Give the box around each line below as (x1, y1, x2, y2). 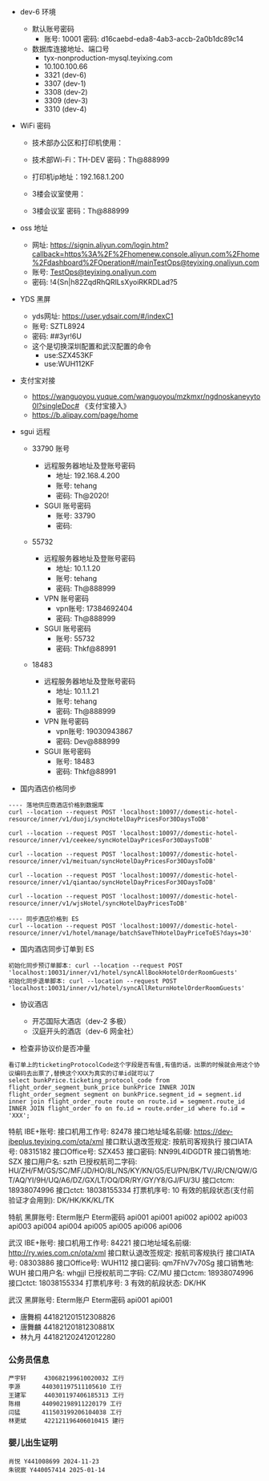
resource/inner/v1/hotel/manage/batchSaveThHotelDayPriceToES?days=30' (8, 929, 252, 937)
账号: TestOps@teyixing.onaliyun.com (31, 267, 157, 277)
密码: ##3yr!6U (31, 331, 82, 341)
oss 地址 (19, 223, 48, 233)
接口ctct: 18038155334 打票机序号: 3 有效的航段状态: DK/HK (8, 1278, 207, 1288)
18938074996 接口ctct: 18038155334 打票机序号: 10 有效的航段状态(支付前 (8, 1186, 255, 1195)
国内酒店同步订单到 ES (19, 944, 94, 953)
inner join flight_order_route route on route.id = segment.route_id (8, 1098, 246, 1106)
